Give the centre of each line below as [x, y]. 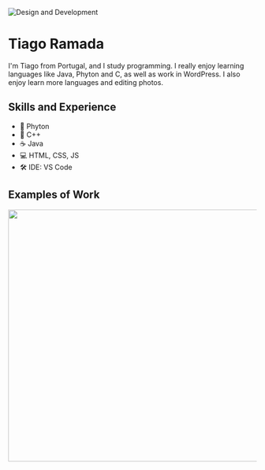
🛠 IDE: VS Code [46, 167]
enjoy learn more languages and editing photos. [86, 82]
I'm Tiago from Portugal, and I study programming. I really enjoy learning [126, 65]
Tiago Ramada [56, 44]
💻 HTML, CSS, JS [49, 155]
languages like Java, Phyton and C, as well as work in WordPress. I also [124, 74]
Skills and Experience [62, 107]
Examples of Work [54, 195]
